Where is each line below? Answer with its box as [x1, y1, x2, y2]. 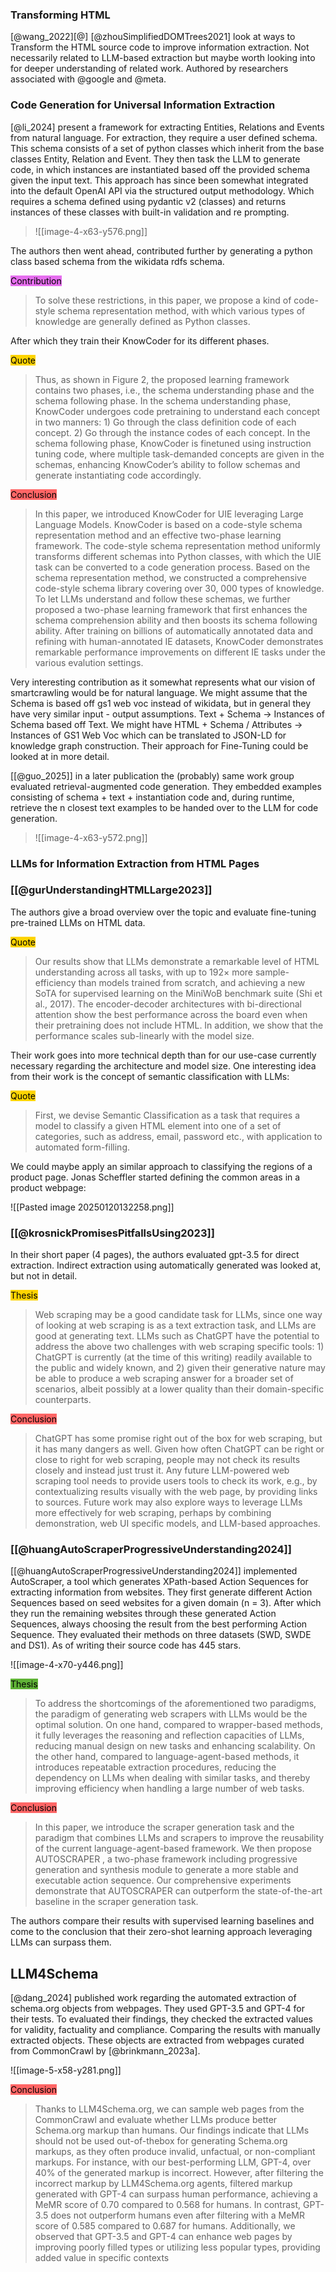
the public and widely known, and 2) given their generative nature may [34, 1362, 326, 1374]
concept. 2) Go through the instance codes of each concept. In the [34, 426, 311, 438]
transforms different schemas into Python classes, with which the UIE [34, 550, 322, 562]
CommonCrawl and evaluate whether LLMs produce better [34, 2114, 278, 2126]
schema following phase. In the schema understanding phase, [34, 394, 292, 407]
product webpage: [10, 1181, 87, 1193]
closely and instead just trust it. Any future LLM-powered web [34, 1464, 290, 1477]
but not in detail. [10, 1270, 78, 1282]
